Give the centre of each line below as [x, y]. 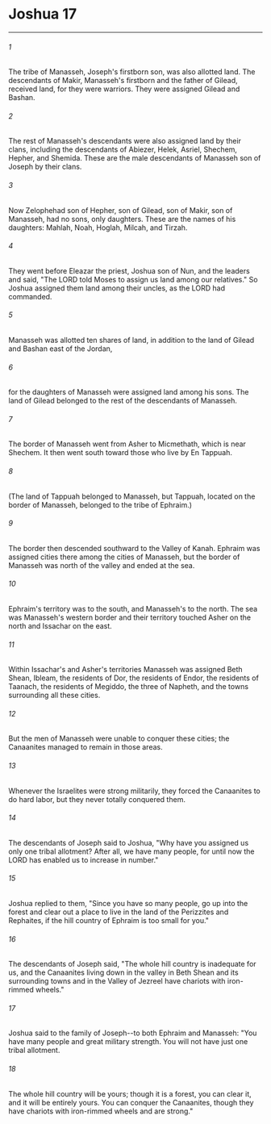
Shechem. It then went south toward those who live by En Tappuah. [120, 453]
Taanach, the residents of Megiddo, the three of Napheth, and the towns [128, 687]
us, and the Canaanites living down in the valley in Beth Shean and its [124, 972]
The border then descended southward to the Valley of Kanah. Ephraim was [134, 548]
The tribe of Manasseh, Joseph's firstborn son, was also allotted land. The [132, 72]
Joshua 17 [43, 14]
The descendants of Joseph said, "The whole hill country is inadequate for [132, 964]
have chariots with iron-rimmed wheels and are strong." [101, 1111]
